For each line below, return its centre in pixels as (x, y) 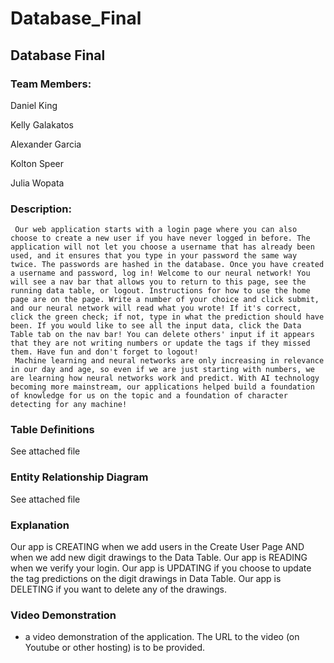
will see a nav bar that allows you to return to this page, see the (158, 282)
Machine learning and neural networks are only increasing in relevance (169, 361)
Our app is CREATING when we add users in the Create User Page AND (157, 547)
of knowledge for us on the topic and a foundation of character (149, 396)
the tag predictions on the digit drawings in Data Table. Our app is (146, 579)
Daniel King (34, 105)
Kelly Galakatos (42, 124)
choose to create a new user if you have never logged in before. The (160, 238)
